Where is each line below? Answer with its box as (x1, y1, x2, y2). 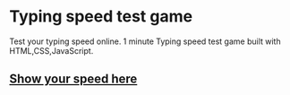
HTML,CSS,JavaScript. (9, 45, 94, 56)
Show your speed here (9, 72, 138, 87)
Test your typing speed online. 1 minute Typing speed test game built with (9, 36, 281, 47)
